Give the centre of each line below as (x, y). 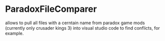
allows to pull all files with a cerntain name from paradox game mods (75, 23)
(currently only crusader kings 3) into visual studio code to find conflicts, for (82, 28)
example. (14, 33)
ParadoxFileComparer (51, 9)
